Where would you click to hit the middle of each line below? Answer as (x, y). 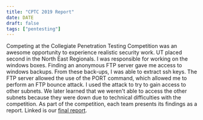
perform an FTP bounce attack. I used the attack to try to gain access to (96, 85)
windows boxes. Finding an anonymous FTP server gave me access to (94, 65)
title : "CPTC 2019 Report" (40, 12)
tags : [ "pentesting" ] (34, 29)
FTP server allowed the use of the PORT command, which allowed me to (97, 78)
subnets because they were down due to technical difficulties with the (94, 98)
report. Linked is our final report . (47, 110)
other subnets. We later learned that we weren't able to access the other (97, 91)
